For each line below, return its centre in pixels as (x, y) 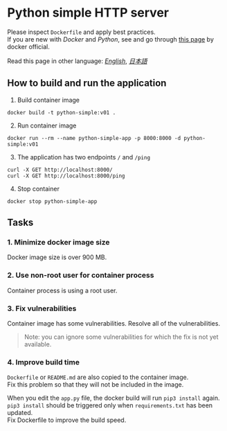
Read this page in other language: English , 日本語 (77, 61)
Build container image (48, 100)
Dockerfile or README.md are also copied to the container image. (98, 377)
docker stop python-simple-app (52, 201)
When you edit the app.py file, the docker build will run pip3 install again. (113, 398)
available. (38, 344)
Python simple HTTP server (88, 13)
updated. (20, 413)
